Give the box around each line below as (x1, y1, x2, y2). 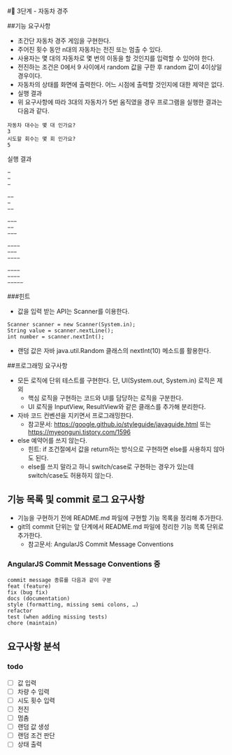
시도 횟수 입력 (17, 696, 55, 705)
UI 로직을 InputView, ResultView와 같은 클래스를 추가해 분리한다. (27, 403, 206, 410)
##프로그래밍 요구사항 (7, 361, 68, 370)
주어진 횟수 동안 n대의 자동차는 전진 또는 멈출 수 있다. (17, 46, 163, 53)
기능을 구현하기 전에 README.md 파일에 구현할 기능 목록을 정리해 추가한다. (17, 513, 224, 522)
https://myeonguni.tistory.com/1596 (27, 428, 131, 436)
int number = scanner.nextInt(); (7, 333, 105, 340)
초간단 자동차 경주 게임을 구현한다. (17, 36, 111, 45)
